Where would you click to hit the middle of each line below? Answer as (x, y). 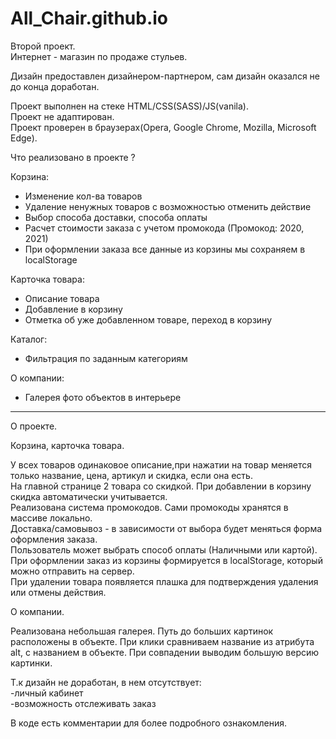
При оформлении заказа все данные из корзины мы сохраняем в (165, 249)
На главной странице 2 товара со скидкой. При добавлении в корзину (161, 486)
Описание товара (62, 298)
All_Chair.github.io (89, 18)
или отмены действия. (58, 592)
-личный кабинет (47, 693)
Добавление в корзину (73, 309)
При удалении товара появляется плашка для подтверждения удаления (164, 581)
